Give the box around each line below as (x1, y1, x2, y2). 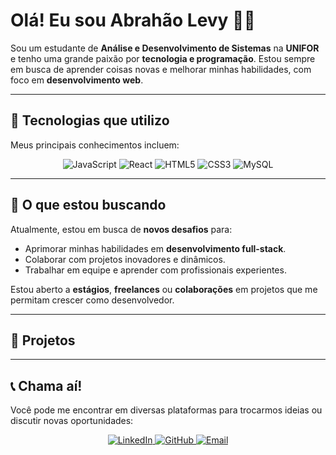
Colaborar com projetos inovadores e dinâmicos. (24, 253, 226, 265)
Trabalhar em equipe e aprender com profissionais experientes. (24, 264, 287, 276)
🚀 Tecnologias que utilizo (10, 112, 170, 129)
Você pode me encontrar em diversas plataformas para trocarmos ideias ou (10, 404, 323, 416)
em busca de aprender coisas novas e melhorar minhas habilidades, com (10, 63, 312, 75)
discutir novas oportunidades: (10, 415, 134, 427)
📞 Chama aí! (10, 377, 83, 394)
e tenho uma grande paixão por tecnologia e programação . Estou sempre (10, 52, 316, 64)
